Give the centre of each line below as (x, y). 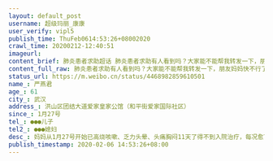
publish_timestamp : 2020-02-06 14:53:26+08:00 (89, 144)
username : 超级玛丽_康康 (47, 24)
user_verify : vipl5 (41, 31)
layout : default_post (45, 16)
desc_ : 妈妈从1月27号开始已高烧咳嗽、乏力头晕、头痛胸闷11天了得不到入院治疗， (127, 137)
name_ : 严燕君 (30, 84)
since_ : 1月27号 (35, 115)
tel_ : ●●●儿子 (31, 122)
